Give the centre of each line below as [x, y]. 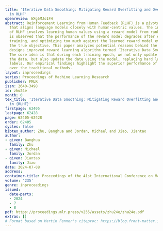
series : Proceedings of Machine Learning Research [57, 77]
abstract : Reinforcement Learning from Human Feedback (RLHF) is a [75, 23]
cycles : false [19, 126]
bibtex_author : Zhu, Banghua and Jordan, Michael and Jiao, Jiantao [76, 131]
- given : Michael [23, 149]
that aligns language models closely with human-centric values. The [81, 28]
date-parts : [22, 194]
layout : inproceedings [28, 73]
